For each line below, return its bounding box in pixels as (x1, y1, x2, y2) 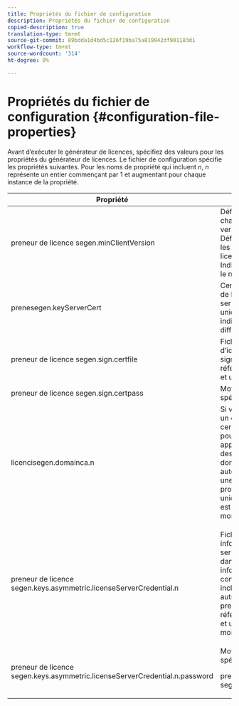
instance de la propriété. (7, 177, 79, 186)
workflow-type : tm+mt (7, 43, 72, 51)
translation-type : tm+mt (7, 30, 81, 38)
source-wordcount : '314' (7, 51, 81, 58)
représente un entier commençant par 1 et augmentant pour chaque (7, 170, 206, 179)
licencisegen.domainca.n (11, 457, 95, 467)
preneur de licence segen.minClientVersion (11, 238, 155, 248)
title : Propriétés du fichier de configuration (7, 10, 152, 18)
